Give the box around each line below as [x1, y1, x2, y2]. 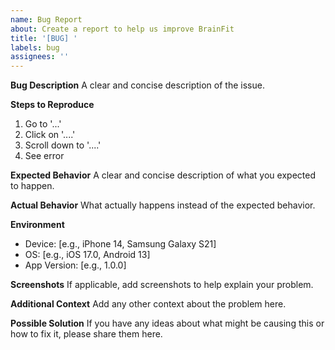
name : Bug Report [10, 14, 83, 25]
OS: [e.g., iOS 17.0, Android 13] [24, 249, 151, 261]
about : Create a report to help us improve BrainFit [10, 24, 235, 34]
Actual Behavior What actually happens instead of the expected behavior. [10, 199, 316, 211]
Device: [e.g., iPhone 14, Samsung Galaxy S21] [24, 238, 217, 250]
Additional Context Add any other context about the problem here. [10, 298, 287, 310]
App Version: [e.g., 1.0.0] [24, 259, 127, 271]
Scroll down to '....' [24, 139, 102, 151]
